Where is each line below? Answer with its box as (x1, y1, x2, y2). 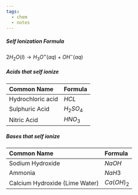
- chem (11, 14, 28, 20)
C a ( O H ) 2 (105, 179, 130, 188)
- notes (11, 19, 31, 25)
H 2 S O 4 (63, 104, 83, 113)
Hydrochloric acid (9, 95, 59, 103)
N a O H (105, 159, 122, 167)
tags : (6, 8, 19, 15)
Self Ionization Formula (6, 38, 65, 45)
